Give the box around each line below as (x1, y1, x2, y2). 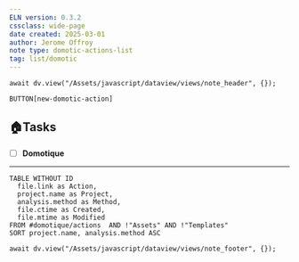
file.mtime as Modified (17, 213, 105, 222)
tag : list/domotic (9, 54, 77, 63)
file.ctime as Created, (17, 205, 105, 214)
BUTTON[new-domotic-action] (9, 94, 114, 103)
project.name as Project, (17, 189, 114, 199)
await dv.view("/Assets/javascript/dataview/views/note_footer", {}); (9, 244, 277, 253)
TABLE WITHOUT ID (9, 174, 74, 183)
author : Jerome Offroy (9, 37, 93, 47)
